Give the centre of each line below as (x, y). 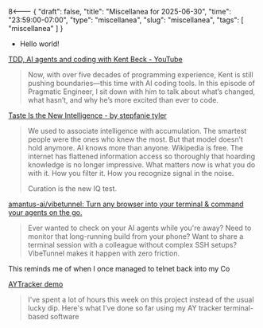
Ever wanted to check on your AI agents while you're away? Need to (139, 228)
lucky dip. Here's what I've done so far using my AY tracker (125, 308)
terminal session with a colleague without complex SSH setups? (132, 245)
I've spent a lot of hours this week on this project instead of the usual (141, 299)
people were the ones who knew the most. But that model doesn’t (135, 139)
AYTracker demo (36, 284)
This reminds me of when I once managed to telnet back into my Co (119, 269)
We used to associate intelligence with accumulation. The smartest (137, 131)
